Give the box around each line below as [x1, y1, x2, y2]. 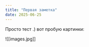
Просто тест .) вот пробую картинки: [5, 26, 84, 32]
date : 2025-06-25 [5, 12, 42, 17]
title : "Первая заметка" [5, 7, 57, 13]
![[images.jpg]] [5, 36, 36, 42]
